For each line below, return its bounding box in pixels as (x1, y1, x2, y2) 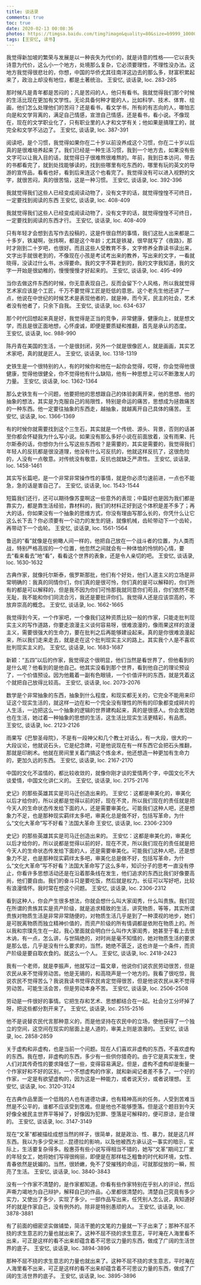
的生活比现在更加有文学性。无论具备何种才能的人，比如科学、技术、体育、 (6, 96, 190, 103)
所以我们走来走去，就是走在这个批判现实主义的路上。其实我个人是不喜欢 (16, 637, 195, 643)
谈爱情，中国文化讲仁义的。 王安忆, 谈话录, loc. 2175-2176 (6, 777, 149, 784)
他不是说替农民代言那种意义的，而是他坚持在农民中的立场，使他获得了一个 (6, 1018, 190, 1025)
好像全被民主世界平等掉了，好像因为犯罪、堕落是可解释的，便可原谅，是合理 (6, 1110, 195, 1117)
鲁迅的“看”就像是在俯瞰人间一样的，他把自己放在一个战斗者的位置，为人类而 (6, 537, 194, 544)
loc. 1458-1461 (6, 462, 42, 469)
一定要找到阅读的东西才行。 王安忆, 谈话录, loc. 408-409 (6, 217, 147, 224)
